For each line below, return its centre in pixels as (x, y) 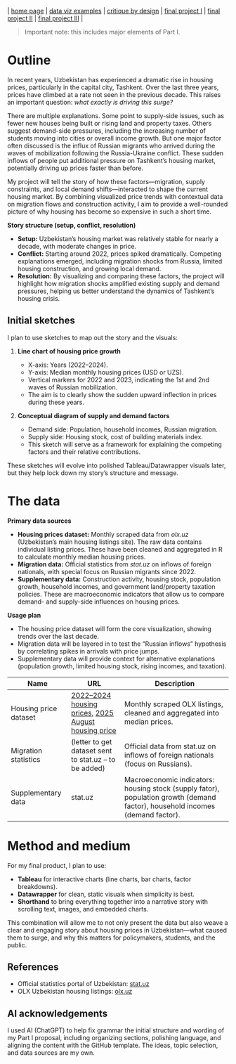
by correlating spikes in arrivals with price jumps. (88, 651)
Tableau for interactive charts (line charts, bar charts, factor (104, 879)
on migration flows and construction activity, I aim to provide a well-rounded (118, 204)
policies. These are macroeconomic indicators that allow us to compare (121, 594)
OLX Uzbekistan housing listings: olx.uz (75, 992)
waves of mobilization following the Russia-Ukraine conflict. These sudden (116, 153)
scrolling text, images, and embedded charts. (83, 909)
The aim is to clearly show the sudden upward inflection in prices (122, 394)
